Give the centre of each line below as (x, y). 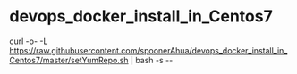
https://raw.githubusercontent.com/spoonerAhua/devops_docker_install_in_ (148, 50)
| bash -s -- (152, 60)
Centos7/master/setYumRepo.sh (69, 60)
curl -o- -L (29, 41)
